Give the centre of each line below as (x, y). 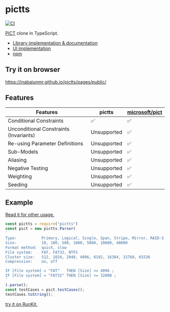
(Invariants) (22, 135)
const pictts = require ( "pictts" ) (42, 224)
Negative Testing (28, 168)
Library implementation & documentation (55, 43)
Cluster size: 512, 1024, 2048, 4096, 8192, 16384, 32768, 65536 (78, 257)
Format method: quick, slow (36, 247)
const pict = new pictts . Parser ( (40, 229)
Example (19, 202)
